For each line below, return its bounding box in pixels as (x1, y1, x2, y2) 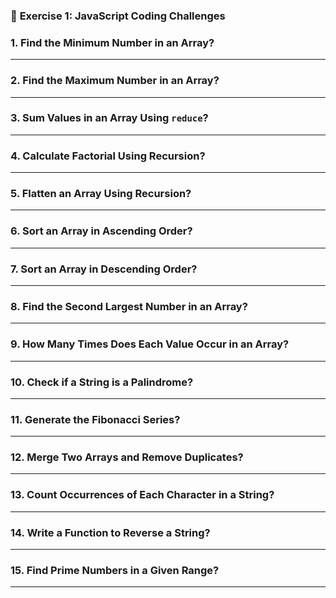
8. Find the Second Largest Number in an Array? (10, 299, 248, 313)
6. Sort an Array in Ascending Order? (10, 224, 193, 238)
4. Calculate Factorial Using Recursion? (10, 149, 206, 163)
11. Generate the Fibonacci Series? (10, 412, 181, 426)
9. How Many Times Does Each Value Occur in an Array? (10, 337, 290, 351)
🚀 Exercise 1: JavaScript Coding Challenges (10, 9, 226, 23)
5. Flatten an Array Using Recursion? (10, 187, 192, 201)
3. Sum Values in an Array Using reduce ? (10, 111, 209, 125)
